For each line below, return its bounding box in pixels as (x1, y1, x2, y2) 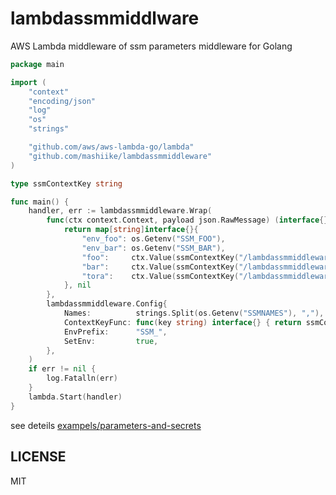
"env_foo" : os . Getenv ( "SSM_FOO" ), (81, 234, 226, 244)
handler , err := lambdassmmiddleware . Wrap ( (28, 206, 213, 216)
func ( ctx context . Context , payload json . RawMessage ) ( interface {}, (46, 215, 333, 226)
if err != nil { (28, 364, 97, 374)
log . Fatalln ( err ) (46, 373, 118, 384)
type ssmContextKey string (10, 178, 123, 189)
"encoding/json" (28, 96, 97, 106)
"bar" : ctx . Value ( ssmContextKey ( (81, 262, 240, 272)
